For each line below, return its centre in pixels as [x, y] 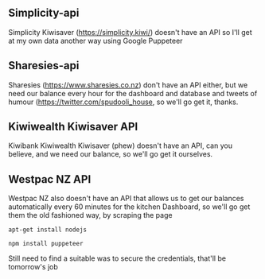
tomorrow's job [33, 267]
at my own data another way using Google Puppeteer [95, 41]
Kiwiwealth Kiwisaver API [73, 127]
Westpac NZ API [50, 179]
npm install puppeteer [46, 244]
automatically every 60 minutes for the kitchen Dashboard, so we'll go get [129, 207]
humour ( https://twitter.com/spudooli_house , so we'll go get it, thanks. [123, 102]
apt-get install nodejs [48, 230]
